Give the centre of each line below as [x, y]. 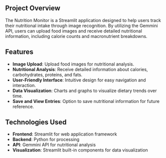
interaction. [24, 85]
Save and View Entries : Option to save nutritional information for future [86, 101]
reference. [23, 106]
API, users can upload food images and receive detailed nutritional [74, 31]
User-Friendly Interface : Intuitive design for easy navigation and [79, 80]
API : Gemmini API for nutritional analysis [54, 145]
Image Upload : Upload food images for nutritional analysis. [73, 64]
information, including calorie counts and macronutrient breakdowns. [76, 36]
